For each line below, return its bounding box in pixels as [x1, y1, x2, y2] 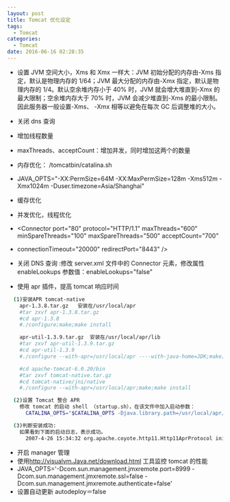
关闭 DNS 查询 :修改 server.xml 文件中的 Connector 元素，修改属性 [16, 259, 205, 267]
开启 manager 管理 [16, 448, 70, 457]
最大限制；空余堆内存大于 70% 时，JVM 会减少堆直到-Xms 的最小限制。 [16, 93, 221, 102]
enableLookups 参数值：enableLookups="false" [16, 267, 153, 275]
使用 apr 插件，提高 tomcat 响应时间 [16, 282, 119, 290]
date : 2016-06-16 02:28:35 [7, 49, 84, 56]
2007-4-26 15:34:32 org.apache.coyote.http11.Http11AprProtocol [25, 435, 213, 442]
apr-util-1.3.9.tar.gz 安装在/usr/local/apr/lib [19, 334, 161, 341]
